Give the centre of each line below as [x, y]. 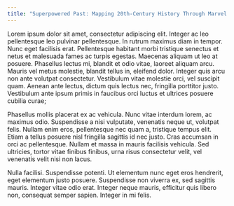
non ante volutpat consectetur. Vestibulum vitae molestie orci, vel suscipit [113, 78]
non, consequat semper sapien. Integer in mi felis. [80, 195]
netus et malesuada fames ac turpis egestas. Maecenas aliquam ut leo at [113, 56]
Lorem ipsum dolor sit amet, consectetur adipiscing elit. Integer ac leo [108, 34]
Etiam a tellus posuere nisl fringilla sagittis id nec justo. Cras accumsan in [113, 137]
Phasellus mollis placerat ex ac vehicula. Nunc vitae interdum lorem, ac [110, 114]
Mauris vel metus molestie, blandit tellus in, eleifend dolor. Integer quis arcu [116, 71]
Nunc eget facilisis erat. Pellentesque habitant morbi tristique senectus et [113, 48]
